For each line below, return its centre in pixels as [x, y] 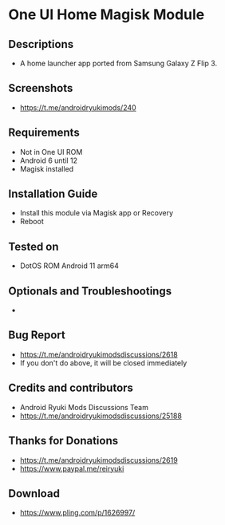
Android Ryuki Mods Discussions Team [84, 407]
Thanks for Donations [63, 441]
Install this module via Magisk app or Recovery [97, 213]
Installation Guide [53, 194]
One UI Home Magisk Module [107, 15]
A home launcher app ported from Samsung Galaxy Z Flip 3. [118, 63]
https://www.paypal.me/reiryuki [72, 468]
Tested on [34, 246]
